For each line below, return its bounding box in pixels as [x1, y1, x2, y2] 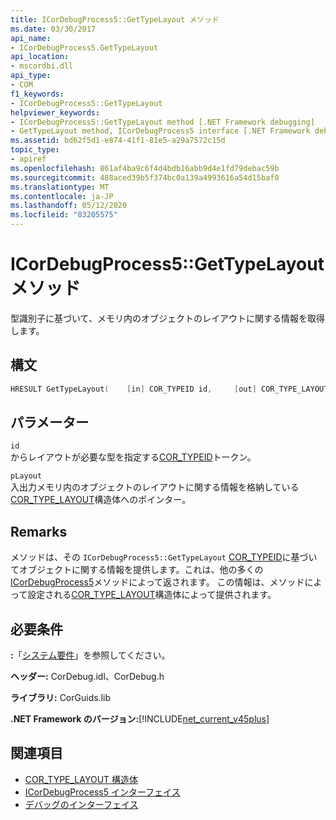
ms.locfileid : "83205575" [10, 210, 118, 220]
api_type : [10, 71, 52, 81]
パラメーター [10, 414, 90, 431]
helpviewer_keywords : [10, 107, 101, 118]
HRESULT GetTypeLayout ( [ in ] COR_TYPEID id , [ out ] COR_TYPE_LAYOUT [10, 384, 329, 394]
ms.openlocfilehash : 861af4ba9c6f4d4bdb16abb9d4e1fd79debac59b [10, 163, 280, 173]
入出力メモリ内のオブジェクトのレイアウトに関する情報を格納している [10, 481, 300, 493]
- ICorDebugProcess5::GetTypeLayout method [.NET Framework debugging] [10, 117, 315, 127]
